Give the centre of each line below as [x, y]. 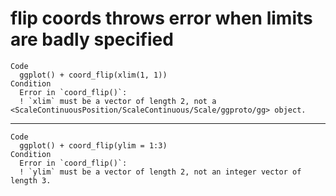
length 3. [31, 180]
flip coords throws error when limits [161, 18]
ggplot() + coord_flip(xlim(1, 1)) [93, 75]
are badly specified [92, 39]
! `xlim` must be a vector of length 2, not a [118, 101]
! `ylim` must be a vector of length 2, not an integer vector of [160, 172]
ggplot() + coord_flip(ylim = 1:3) [93, 145]
